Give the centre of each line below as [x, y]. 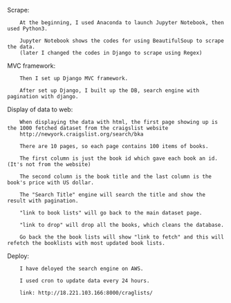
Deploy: [18, 256]
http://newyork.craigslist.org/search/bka [82, 134]
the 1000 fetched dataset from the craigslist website [88, 128]
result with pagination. [43, 201]
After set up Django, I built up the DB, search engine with [109, 91]
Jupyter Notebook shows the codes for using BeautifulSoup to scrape [122, 41]
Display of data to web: [40, 109]
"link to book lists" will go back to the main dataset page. [111, 213]
